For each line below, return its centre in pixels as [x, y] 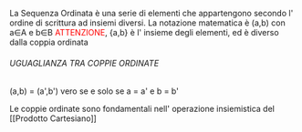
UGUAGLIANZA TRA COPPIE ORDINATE [84, 63]
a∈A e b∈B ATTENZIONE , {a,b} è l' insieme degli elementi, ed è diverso [145, 32]
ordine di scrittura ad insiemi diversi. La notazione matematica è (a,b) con [147, 23]
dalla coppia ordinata [49, 42]
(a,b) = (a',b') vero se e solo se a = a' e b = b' [94, 91]
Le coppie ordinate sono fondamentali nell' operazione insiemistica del [142, 109]
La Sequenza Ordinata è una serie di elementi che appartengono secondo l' [151, 13]
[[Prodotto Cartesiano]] [53, 118]
